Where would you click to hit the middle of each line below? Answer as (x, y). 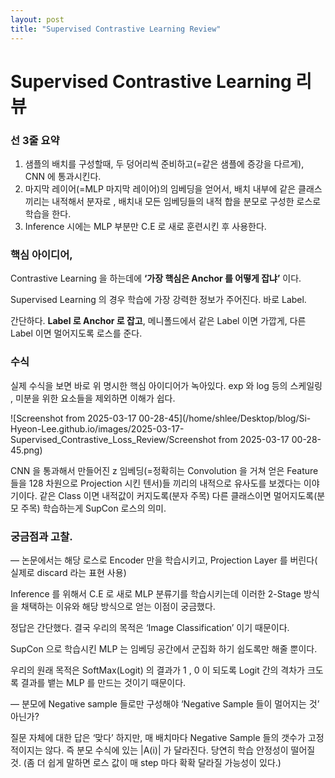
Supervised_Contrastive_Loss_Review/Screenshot (113, 439)
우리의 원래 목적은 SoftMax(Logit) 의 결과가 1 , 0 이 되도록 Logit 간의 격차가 (157, 670)
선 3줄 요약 (35, 140)
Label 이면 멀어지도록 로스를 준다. (76, 333)
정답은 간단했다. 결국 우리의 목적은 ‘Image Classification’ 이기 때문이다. (150, 627)
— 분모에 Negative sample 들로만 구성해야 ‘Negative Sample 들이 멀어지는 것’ (165, 703)
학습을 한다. (48, 213)
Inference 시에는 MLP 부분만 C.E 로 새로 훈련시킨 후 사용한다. (145, 226)
